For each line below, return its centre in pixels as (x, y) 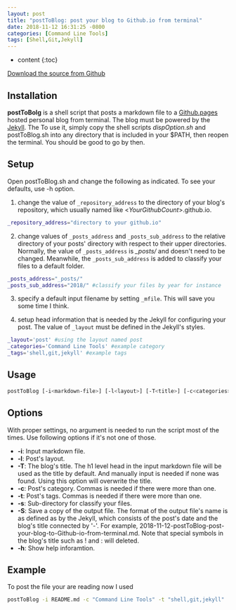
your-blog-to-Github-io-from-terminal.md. (79, 533)
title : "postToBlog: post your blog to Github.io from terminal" (105, 20)
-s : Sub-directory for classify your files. (74, 503)
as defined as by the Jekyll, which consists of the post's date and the (118, 518)
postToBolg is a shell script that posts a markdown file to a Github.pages (112, 112)
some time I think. (43, 306)
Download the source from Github (56, 74)
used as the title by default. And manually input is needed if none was (118, 473)
